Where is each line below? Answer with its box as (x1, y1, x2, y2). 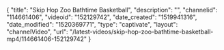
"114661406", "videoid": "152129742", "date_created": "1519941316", (6, 13, 197, 21)
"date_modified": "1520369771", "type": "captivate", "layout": (6, 21, 178, 28)
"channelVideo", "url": (6, 27, 69, 36)
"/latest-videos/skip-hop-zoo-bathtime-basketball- (70, 27, 214, 36)
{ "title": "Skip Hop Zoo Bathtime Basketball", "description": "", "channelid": (6, 6, 218, 14)
